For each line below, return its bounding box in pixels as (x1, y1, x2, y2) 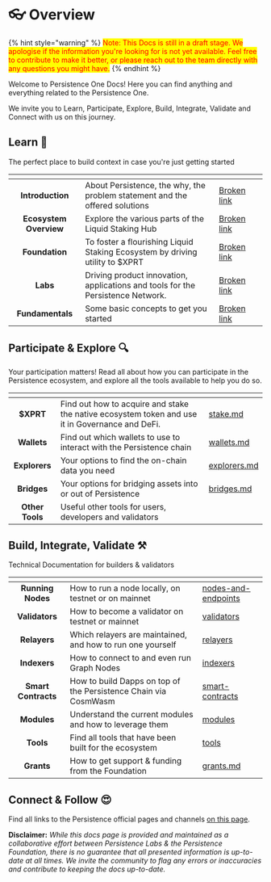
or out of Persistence (60, 488, 140, 499)
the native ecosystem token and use (60, 408, 198, 419)
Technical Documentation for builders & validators (8, 560, 175, 569)
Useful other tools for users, (60, 501, 167, 512)
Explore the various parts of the (84, 212, 204, 224)
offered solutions (84, 199, 149, 211)
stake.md (208, 408, 244, 419)
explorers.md (208, 460, 259, 471)
